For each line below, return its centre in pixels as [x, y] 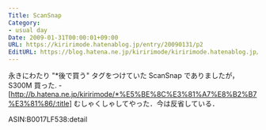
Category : [25, 23]
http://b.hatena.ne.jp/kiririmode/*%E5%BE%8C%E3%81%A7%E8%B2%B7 [134, 94]
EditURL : [23, 52]
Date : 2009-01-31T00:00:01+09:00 [63, 37]
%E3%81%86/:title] [40, 104]
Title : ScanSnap [35, 15]
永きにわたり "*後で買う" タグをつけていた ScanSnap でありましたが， [123, 75]
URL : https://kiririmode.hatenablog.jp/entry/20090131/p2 [106, 45]
